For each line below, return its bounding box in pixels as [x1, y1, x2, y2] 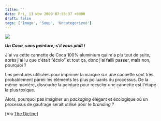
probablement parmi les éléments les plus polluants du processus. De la [5, 77, 148, 82]
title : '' [5, 7, 25, 12]
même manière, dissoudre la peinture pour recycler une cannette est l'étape [5, 82, 156, 88]
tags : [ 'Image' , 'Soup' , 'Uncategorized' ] [5, 20, 92, 26]
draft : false [5, 16, 31, 21]
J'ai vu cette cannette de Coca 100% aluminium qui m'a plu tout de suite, [5, 52, 151, 58]
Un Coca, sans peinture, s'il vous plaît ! [5, 43, 86, 49]
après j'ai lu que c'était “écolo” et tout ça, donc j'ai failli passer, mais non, [5, 57, 151, 63]
